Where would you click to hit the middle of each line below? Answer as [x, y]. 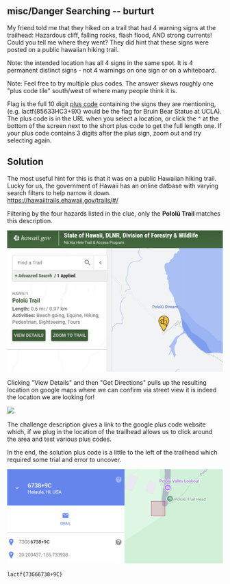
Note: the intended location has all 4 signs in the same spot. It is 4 [100, 63]
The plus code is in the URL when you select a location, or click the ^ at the [113, 118]
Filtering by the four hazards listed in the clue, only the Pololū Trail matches [114, 213]
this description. [30, 220]
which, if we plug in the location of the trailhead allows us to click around [110, 431]
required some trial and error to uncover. [64, 459]
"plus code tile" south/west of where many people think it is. [92, 90]
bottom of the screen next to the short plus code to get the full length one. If [115, 125]
